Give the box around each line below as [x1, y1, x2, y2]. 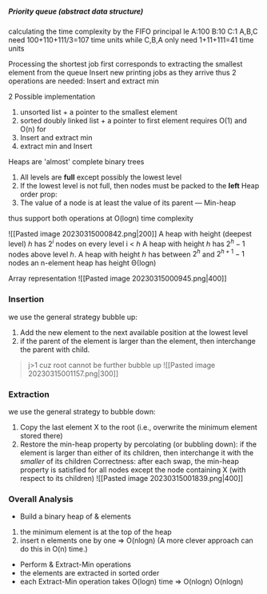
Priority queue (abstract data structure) [8, 6, 144, 16]
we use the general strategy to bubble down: [8, 406, 156, 416]
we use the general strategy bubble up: [8, 312, 138, 321]
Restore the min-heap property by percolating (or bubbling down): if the [19, 439, 257, 449]
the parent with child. [19, 345, 90, 354]
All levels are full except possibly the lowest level [19, 172, 182, 182]
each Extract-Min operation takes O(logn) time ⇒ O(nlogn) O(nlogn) [19, 577, 244, 587]
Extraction [8, 389, 50, 400]
